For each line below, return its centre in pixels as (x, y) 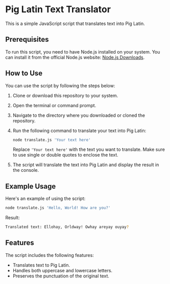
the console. (26, 170)
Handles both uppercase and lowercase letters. (63, 270)
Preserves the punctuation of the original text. (61, 276)
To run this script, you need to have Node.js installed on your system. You (83, 51)
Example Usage (31, 186)
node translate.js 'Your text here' (52, 140)
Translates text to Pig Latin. (41, 265)
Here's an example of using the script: (45, 199)
